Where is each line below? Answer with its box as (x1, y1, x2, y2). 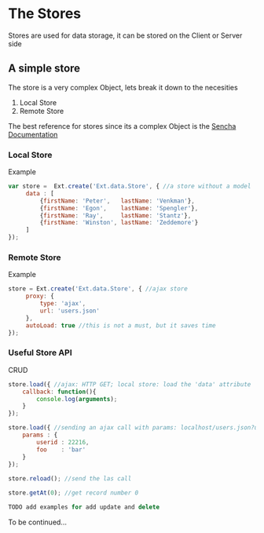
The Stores (8, 5, 81, 23)
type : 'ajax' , (39, 300, 86, 308)
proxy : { (25, 292, 55, 301)
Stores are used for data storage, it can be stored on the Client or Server (8, 31, 243, 40)
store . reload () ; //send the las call (8, 475, 132, 483)
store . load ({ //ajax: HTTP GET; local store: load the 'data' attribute (8, 380, 251, 389)
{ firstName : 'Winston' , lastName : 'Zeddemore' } (39, 219, 199, 227)
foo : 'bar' (36, 445, 86, 454)
